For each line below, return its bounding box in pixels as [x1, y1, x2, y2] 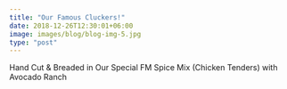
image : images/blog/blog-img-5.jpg [9, 29, 142, 38]
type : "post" [9, 37, 58, 47]
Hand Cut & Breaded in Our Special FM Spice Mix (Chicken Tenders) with [9, 62, 278, 73]
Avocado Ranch [9, 72, 67, 83]
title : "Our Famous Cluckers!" [9, 12, 126, 22]
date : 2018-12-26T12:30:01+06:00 [9, 21, 134, 30]
